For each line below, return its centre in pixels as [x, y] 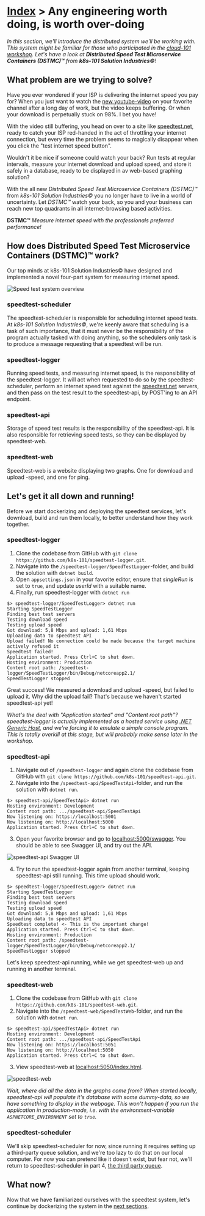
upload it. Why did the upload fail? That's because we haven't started [94, 696]
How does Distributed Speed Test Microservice [99, 246]
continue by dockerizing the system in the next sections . [78, 1206]
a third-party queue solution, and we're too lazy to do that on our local [95, 1152]
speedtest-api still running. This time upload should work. [88, 876]
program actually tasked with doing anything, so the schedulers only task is [102, 337]
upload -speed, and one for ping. [49, 477]
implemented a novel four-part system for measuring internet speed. [93, 277]
